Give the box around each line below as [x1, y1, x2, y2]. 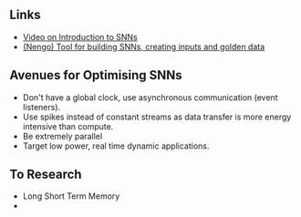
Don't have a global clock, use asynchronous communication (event [22, 91, 278, 103]
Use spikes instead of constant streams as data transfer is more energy [22, 111, 292, 122]
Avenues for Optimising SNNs [9, 67, 182, 83]
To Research [9, 167, 82, 182]
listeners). [22, 101, 61, 112]
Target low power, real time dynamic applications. [22, 140, 210, 151]
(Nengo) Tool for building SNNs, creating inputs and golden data [22, 41, 265, 52]
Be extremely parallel [22, 130, 103, 141]
